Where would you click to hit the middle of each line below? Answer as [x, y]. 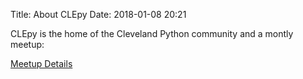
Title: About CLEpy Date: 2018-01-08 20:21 [98, 14]
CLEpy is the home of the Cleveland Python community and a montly [152, 33]
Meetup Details [41, 63]
